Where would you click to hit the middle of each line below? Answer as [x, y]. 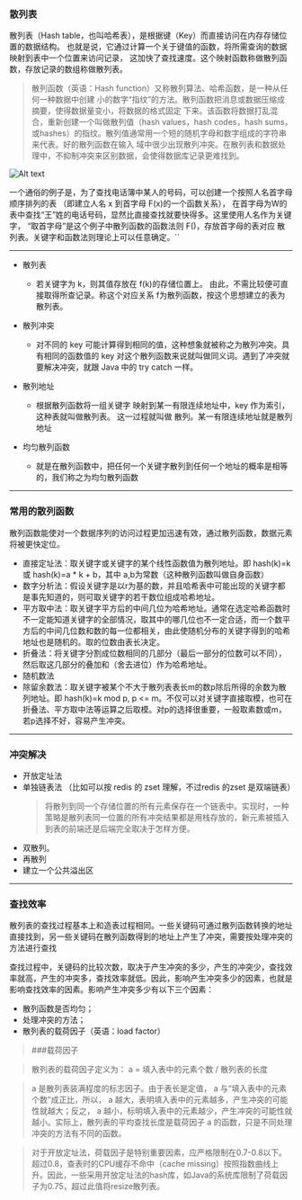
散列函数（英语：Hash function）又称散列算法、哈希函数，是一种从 [156, 88]
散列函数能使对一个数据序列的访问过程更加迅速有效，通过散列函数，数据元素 [151, 533]
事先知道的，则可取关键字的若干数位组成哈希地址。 [125, 596]
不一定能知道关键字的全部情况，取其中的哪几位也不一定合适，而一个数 [152, 619]
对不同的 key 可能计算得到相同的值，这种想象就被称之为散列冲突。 [159, 345]
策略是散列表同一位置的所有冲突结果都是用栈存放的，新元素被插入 [167, 817]
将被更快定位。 [37, 544]
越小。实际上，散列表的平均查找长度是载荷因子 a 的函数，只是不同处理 [162, 1123]
